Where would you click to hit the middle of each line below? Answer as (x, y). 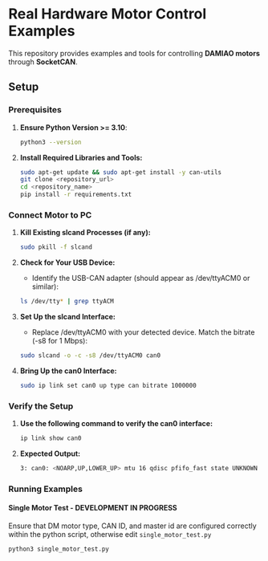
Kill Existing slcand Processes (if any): (85, 233)
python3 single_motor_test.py (59, 549)
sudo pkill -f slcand (56, 247)
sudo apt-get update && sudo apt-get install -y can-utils (121, 172)
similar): (45, 287)
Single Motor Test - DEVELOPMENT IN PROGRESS (93, 508)
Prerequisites (35, 110)
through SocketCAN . (43, 62)
